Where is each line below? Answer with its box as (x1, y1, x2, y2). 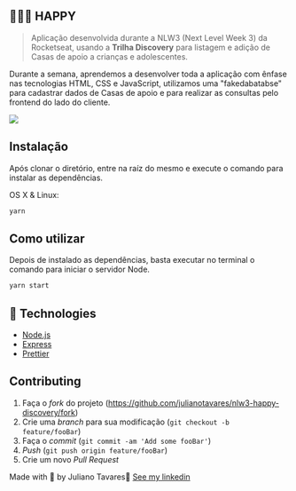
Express (21, 339, 52, 349)
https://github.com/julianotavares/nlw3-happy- (107, 397, 280, 408)
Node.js (21, 329, 51, 340)
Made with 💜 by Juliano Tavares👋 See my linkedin (9, 471, 191, 482)
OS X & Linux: (9, 189, 59, 200)
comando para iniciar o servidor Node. (9, 264, 151, 275)
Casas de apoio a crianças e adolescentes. (30, 51, 189, 62)
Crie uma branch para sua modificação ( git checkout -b (21, 416, 230, 427)
